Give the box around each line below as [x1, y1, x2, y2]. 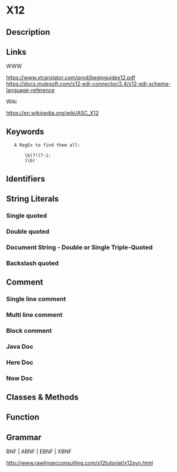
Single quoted [6, 211, 47, 219]
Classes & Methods [6, 392, 79, 402]
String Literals [6, 194, 59, 204]
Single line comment [6, 294, 66, 303]
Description [6, 27, 50, 37]
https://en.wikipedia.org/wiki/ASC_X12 [6, 110, 99, 117]
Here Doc [6, 358, 34, 366]
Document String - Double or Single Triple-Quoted [6, 243, 153, 251]
